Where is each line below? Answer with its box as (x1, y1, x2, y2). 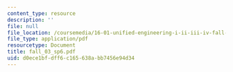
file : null (7, 23, 39, 29)
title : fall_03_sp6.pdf (7, 49, 76, 56)
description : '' (7, 16, 54, 23)
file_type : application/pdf (7, 36, 89, 43)
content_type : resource (7, 10, 76, 17)
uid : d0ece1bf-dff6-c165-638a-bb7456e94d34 (7, 55, 135, 62)
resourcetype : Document (7, 42, 76, 49)
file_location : (7, 29, 51, 36)
